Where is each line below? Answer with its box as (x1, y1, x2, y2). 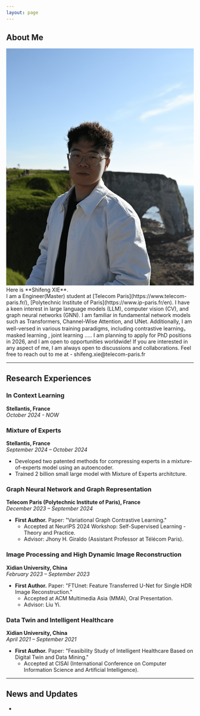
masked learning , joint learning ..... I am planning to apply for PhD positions (6, 331, 192, 339)
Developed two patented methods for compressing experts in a (14, 458, 170, 464)
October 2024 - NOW (6, 411, 60, 419)
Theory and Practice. (23, 529, 76, 537)
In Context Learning (6, 391, 65, 399)
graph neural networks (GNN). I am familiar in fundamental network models (6, 312, 191, 319)
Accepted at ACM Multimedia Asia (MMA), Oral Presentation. (23, 594, 173, 602)
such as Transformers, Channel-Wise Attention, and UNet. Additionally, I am (6, 318, 192, 325)
